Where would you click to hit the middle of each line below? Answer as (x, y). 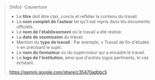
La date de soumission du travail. (50, 37)
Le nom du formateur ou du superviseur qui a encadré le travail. (81, 52)
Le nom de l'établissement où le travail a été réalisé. (69, 32)
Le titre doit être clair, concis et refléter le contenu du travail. (77, 16)
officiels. (25, 27)
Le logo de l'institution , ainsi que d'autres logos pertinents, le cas (82, 57)
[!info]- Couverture (28, 7)
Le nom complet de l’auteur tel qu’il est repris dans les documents (83, 22)
